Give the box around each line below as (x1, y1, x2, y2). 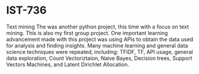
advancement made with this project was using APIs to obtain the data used (6, 36, 194, 43)
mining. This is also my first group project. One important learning (6, 29, 169, 36)
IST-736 (6, 4, 47, 17)
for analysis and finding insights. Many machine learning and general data (6, 42, 188, 49)
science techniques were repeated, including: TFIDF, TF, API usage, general (6, 48, 193, 55)
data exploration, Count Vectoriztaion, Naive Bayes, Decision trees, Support (6, 54, 192, 62)
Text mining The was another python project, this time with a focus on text (6, 23, 189, 30)
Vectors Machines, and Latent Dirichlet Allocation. (6, 60, 130, 68)
